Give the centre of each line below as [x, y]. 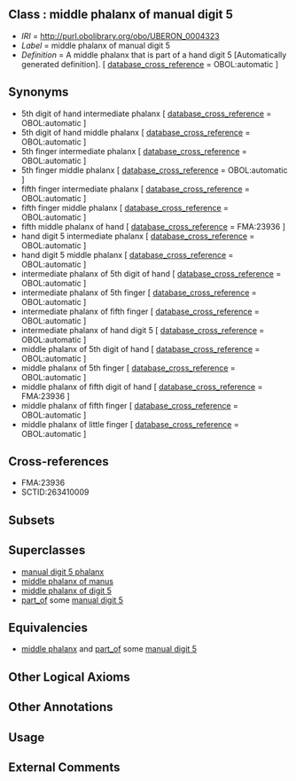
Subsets [31, 520]
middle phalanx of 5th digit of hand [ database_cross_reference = [140, 348]
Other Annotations [61, 707]
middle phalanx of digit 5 [66, 590]
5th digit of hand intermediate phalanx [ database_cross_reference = [146, 113]
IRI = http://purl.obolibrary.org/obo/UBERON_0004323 [120, 35]
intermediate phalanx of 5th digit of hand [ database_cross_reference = [151, 273]
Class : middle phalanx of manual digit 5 [121, 15]
